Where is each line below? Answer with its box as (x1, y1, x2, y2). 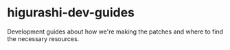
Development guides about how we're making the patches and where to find (7, 27, 224, 36)
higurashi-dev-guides (7, 5, 135, 21)
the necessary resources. (7, 34, 80, 42)
